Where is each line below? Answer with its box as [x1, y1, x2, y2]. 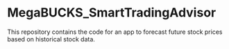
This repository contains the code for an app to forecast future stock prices [7, 28, 223, 36]
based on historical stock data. [7, 35, 96, 43]
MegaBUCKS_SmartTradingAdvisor [7, 5, 217, 21]
